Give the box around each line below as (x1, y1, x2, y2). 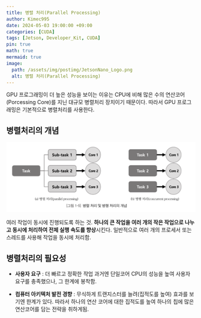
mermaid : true (6, 54, 42, 60)
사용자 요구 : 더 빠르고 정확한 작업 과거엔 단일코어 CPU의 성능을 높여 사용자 (14, 271, 191, 278)
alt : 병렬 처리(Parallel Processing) (11, 73, 101, 79)
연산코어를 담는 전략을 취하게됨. (14, 305, 89, 313)
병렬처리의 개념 (6, 125, 59, 135)
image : (6, 60, 23, 66)
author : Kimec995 (6, 16, 50, 22)
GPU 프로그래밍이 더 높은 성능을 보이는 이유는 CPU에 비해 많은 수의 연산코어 (6, 91, 185, 99)
